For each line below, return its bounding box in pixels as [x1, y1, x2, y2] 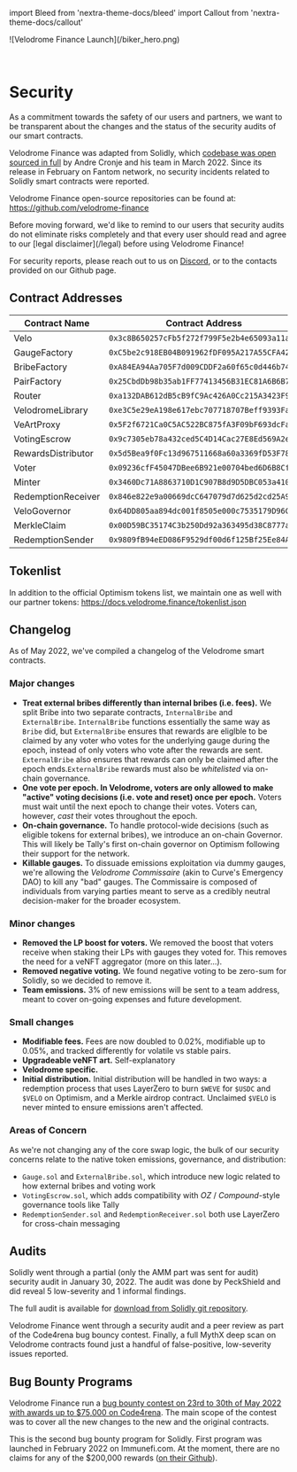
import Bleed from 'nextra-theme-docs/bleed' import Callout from [9, 8, 249, 18]
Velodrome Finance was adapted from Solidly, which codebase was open [9, 147, 277, 158]
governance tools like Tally [21, 1199, 120, 1210]
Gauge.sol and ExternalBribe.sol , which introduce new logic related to [21, 1171, 281, 1181]
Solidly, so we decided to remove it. [21, 975, 152, 985]
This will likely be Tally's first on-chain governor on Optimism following [21, 838, 280, 849]
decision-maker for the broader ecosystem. [21, 895, 181, 906]
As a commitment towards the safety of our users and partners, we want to [9, 111, 283, 122]
